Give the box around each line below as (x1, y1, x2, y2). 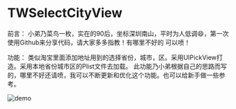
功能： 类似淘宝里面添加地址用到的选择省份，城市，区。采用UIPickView (7, 53, 217, 62)
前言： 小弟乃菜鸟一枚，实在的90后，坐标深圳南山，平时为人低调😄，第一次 (7, 29, 230, 38)
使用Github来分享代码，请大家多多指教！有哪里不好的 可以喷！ (7, 38, 191, 47)
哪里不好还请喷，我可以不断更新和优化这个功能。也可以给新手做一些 (19, 71, 219, 79)
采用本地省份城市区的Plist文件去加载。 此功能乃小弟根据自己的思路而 (19, 62, 221, 70)
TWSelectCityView (7, 5, 123, 21)
